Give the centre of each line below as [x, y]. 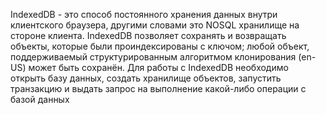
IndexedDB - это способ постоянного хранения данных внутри [144, 14]
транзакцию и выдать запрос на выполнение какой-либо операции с [158, 88]
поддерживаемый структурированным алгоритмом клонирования [153, 57]
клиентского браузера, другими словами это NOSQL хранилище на [155, 25]
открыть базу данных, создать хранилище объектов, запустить [146, 78]
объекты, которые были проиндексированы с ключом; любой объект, [160, 46]
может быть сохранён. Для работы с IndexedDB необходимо [158, 67]
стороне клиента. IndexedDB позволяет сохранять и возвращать [148, 35]
